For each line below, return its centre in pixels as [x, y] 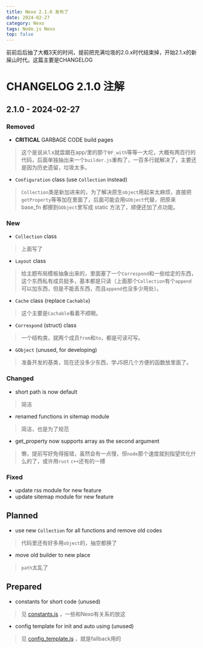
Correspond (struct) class [46, 325]
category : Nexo [25, 23]
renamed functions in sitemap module [62, 416]
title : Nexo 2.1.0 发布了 [37, 12]
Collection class [36, 236]
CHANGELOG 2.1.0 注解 [66, 87]
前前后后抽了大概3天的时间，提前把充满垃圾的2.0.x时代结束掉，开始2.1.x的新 [101, 53]
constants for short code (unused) [58, 601]
